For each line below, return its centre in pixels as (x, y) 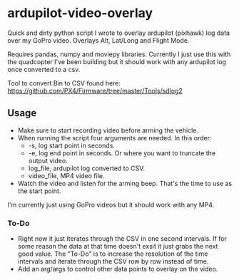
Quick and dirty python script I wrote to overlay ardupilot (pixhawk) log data (119, 33)
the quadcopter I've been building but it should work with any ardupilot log (117, 61)
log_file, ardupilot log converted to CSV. (86, 168)
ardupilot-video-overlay (80, 13)
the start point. (39, 191)
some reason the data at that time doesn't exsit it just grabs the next (118, 247)
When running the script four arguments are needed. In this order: (115, 138)
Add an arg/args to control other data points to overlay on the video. (118, 269)
